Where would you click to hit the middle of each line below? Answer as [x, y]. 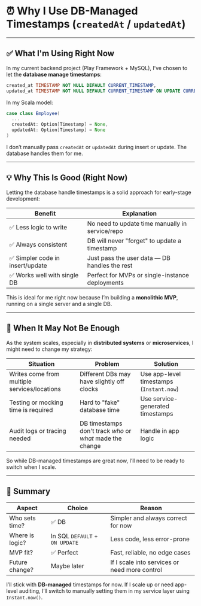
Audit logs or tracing [38, 431]
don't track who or [106, 431]
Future [19, 562]
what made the [101, 438]
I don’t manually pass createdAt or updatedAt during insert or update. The [97, 147]
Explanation [140, 213]
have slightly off [102, 381]
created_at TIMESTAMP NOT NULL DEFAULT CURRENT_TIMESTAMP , [81, 85]
